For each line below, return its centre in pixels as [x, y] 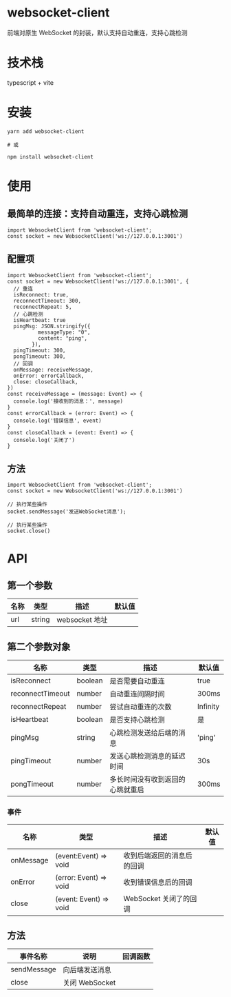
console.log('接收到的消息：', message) [68, 401]
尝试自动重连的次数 [141, 707]
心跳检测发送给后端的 [144, 733]
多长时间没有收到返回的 [147, 779]
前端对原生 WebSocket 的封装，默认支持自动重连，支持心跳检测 [97, 32]
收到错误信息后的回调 [158, 882]
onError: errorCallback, [49, 376]
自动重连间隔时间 [137, 694]
